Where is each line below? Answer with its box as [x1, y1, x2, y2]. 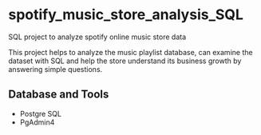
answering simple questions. [8, 64, 103, 73]
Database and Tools [8, 88, 109, 101]
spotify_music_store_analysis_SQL [8, 6, 243, 24]
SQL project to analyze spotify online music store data [8, 32, 187, 42]
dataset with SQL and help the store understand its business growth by [8, 56, 242, 66]
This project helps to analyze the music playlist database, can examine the [8, 47, 253, 57]
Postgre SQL [19, 109, 62, 118]
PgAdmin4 [19, 117, 55, 127]
